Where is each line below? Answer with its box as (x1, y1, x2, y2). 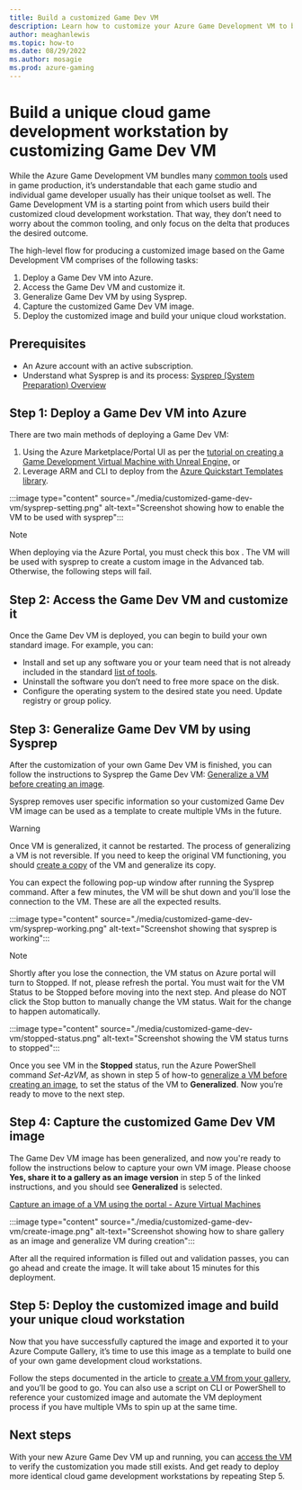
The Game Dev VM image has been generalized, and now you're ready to (9, 1152, 281, 1163)
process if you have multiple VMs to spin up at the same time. (9, 1401, 238, 1412)
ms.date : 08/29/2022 (9, 47, 87, 56)
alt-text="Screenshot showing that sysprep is (109, 924, 277, 935)
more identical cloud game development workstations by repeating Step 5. (9, 1470, 286, 1481)
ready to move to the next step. (9, 1088, 126, 1099)
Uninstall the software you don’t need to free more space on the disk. (22, 676, 280, 687)
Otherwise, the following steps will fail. (9, 566, 153, 577)
